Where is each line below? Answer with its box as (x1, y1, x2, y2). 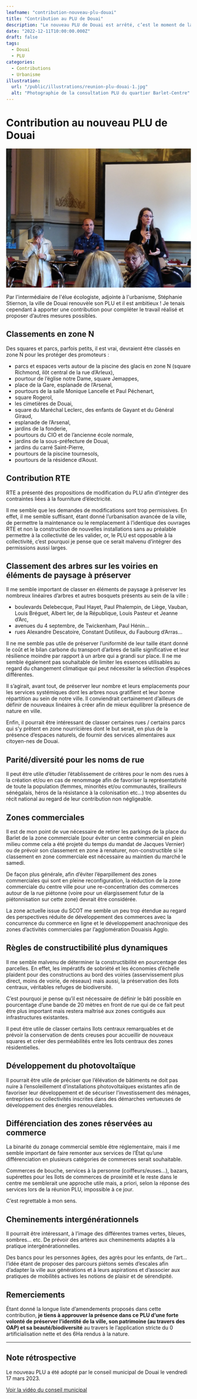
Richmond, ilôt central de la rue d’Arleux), (14, 368, 114, 376)
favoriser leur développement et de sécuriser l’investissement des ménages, (6, 1089, 191, 1096)
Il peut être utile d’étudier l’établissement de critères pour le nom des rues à (6, 771, 189, 778)
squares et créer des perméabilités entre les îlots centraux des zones (6, 1037, 174, 1044)
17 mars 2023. (6, 1374, 40, 1382)
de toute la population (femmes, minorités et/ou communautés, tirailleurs (6, 783, 182, 790)
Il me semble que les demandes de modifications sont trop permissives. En (6, 507, 188, 514)
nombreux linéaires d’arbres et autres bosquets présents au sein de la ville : (6, 592, 189, 599)
